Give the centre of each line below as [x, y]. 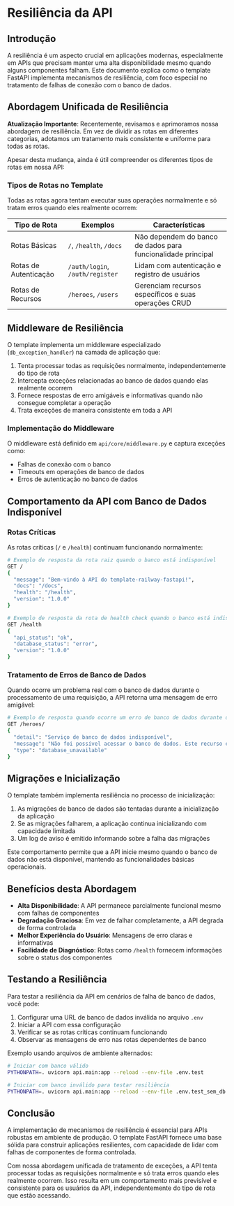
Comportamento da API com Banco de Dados [107, 501]
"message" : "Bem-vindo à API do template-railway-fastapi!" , [104, 580]
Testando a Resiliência [57, 979]
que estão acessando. [39, 1196]
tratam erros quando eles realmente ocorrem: [72, 208]
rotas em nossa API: [36, 167]
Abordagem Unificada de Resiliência [88, 107]
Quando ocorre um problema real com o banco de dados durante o [103, 690]
